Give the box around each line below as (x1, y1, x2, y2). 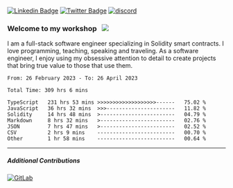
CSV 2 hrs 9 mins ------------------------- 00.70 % (7, 129, 207, 136)
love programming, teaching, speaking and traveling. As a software (7, 47, 199, 55)
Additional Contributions (7, 156, 80, 164)
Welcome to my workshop (7, 23, 97, 33)
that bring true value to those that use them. (7, 62, 133, 70)
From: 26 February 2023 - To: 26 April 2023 (7, 75, 138, 82)
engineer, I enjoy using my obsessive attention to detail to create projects (7, 54, 216, 62)
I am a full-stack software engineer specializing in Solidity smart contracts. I (7, 39, 224, 48)
